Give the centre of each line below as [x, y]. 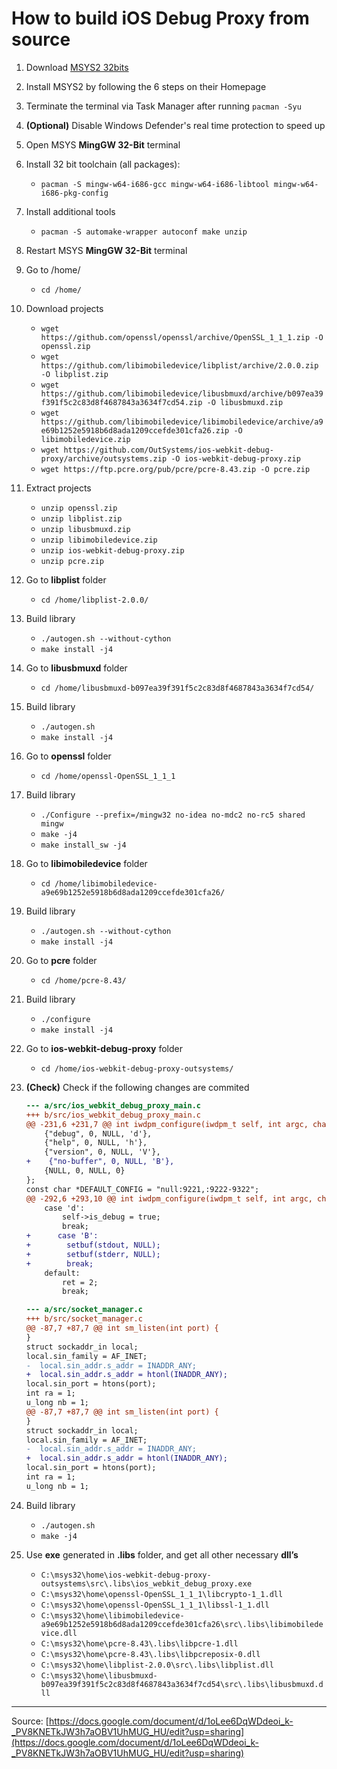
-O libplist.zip [74, 374]
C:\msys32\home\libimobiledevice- [112, 1615]
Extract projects [58, 488]
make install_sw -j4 [83, 845]
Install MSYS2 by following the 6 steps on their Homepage [146, 86]
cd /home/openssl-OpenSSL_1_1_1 [108, 776]
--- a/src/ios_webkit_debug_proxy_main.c [113, 1105]
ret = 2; [80, 1282]
